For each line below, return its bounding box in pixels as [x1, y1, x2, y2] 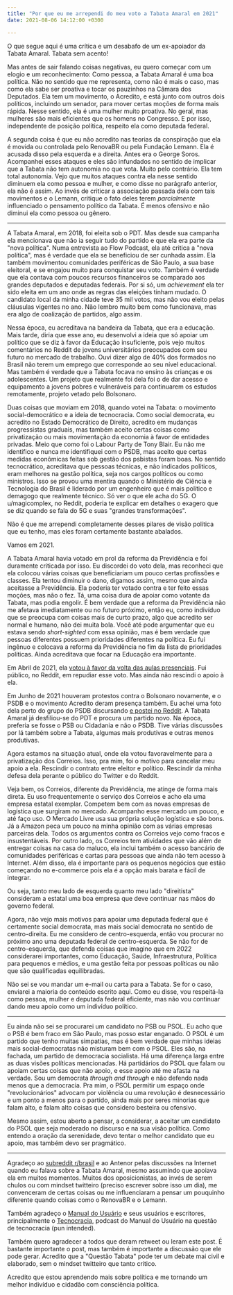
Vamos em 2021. [7, 541, 55, 549]
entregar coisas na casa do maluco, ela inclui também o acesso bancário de [7, 844, 225, 852]
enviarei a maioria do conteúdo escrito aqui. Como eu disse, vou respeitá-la [7, 987, 224, 996]
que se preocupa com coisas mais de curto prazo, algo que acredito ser [7, 613, 213, 621]
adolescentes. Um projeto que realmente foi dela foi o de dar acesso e [7, 375, 208, 383]
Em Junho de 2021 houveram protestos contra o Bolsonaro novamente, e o [7, 691, 221, 700]
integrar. [7, 873, 31, 881]
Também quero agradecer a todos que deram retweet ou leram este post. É [7, 1237, 223, 1246]
